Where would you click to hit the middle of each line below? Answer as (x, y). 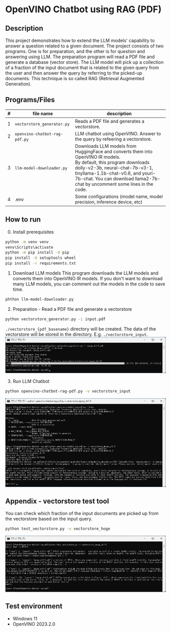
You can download (114, 179)
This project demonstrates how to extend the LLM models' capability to (80, 40)
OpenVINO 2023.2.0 (34, 624)
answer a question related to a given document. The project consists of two (84, 46)
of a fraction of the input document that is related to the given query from (82, 68)
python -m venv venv (27, 242)
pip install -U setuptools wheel (41, 258)
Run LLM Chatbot (31, 381)
